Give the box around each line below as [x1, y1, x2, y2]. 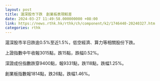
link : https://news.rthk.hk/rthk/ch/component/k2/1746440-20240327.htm [5, 21, 155, 26]
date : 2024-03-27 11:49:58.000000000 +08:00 [5, 16, 98, 21]
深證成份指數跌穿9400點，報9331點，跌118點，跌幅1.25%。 [5, 60, 127, 66]
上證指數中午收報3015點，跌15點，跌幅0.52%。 [5, 50, 102, 56]
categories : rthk [5, 26, 41, 30]
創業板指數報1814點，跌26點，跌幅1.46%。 [5, 71, 93, 77]
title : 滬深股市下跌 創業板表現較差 [5, 12, 72, 17]
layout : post [5, 7, 32, 12]
